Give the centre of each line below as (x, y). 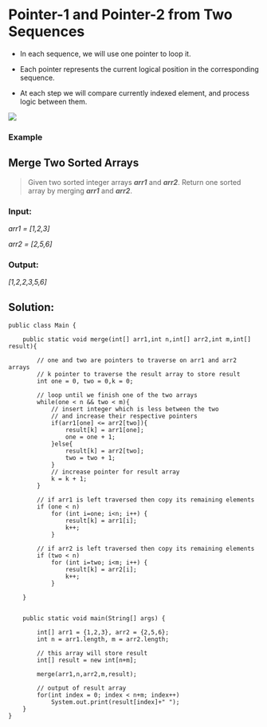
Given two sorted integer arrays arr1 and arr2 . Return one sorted (134, 182)
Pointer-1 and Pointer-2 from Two (120, 15)
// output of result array (82, 688)
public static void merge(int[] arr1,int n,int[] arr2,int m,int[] (137, 340)
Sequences (47, 31)
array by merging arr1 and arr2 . (80, 191)
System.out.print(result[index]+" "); (115, 702)
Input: (20, 211)
